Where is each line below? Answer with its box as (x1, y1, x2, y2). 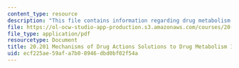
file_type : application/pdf (7, 30, 91, 38)
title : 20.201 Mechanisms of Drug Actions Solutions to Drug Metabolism (7, 43, 228, 50)
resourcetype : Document (7, 37, 78, 44)
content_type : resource (7, 10, 78, 18)
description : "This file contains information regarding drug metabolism (7, 17, 231, 24)
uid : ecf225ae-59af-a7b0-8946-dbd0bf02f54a (7, 50, 139, 57)
